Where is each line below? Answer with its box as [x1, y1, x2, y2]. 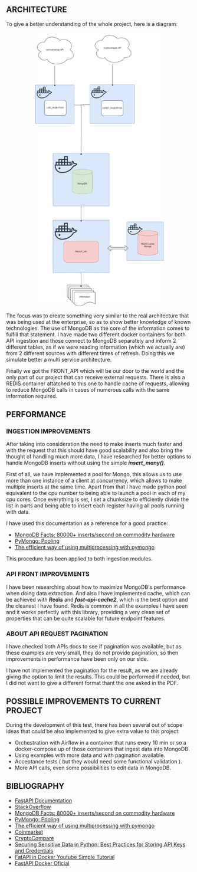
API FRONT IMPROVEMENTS [6, 570, 90, 578]
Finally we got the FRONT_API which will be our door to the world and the [6, 367, 185, 374]
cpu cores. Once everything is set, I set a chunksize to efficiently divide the [6, 496, 189, 503]
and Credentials [14, 847, 54, 854]
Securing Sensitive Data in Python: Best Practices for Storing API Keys [14, 841, 186, 848]
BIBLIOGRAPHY [6, 781, 65, 791]
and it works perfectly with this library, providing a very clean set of [6, 608, 170, 615]
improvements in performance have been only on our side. [6, 655, 149, 663]
